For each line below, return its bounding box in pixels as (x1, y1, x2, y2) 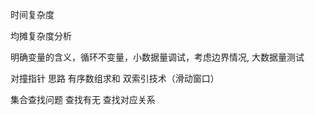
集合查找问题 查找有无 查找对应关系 (10, 94, 156, 105)
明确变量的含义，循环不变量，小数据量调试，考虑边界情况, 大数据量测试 (10, 51, 305, 63)
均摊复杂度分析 (10, 30, 72, 42)
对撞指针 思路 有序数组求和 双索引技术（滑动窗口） (10, 73, 220, 84)
